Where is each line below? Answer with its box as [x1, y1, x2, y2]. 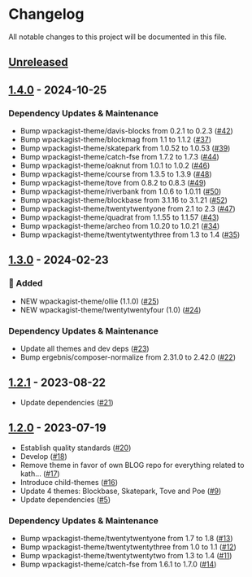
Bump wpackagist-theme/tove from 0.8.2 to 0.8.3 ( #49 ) [20, 178, 206, 188]
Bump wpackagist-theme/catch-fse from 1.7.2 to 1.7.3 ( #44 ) [20, 152, 219, 162]
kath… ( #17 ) [20, 469, 60, 479]
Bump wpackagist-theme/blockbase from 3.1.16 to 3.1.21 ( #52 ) [20, 195, 228, 205]
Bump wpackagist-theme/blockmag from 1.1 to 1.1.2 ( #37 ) [20, 135, 211, 145]
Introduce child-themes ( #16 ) [20, 477, 119, 487]
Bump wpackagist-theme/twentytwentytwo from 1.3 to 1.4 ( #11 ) [20, 550, 232, 560]
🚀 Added [8, 278, 43, 289]
